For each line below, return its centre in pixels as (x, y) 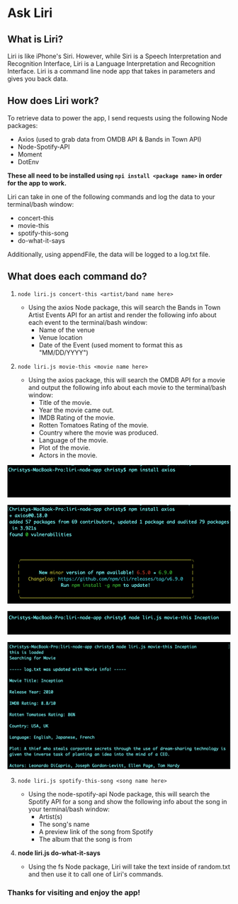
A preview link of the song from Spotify (96, 831)
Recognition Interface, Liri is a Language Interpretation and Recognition (112, 64)
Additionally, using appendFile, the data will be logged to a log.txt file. (109, 254)
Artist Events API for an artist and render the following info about (123, 315)
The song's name (64, 824)
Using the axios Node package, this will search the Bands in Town (124, 307)
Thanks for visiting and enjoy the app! (74, 892)
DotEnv (28, 161)
